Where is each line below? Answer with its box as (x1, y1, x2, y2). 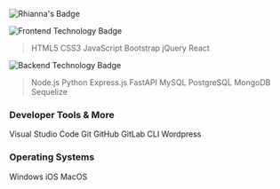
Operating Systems (9, 151, 95, 163)
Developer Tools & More (9, 108, 115, 121)
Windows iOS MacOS (9, 171, 88, 182)
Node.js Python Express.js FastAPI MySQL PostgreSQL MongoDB (30, 77, 271, 88)
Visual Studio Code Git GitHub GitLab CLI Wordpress (9, 129, 202, 139)
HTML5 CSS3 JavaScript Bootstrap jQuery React (30, 43, 211, 53)
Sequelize (30, 87, 68, 97)
